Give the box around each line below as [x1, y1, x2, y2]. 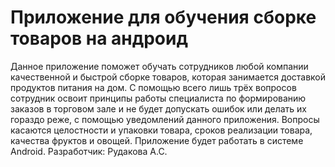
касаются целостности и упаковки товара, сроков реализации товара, [10, 124, 313, 136]
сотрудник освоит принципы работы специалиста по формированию [10, 92, 307, 104]
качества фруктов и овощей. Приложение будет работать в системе [10, 134, 304, 146]
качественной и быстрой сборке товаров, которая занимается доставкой [10, 71, 327, 83]
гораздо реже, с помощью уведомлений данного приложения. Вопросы [10, 113, 320, 125]
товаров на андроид [10, 27, 188, 50]
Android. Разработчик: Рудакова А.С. [10, 145, 168, 157]
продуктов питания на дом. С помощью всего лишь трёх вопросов [10, 81, 297, 93]
